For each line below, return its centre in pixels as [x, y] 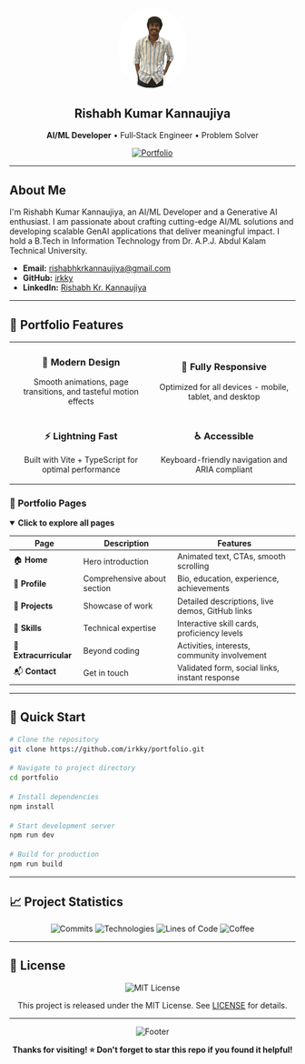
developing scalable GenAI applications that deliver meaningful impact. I [144, 231]
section [97, 588]
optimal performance [81, 469]
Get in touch [106, 673]
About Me [38, 190]
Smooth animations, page [81, 382]
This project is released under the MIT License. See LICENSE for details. [152, 1005]
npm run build [36, 864]
